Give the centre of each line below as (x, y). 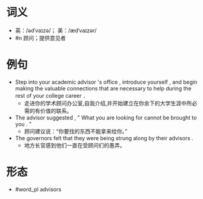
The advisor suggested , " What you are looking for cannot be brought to (106, 117)
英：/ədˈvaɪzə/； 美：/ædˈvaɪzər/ (56, 30)
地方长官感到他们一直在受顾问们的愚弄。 (75, 145)
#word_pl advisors (38, 189)
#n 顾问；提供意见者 (40, 38)
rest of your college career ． (52, 95)
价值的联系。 (56, 110)
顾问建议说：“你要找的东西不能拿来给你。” (75, 131)
